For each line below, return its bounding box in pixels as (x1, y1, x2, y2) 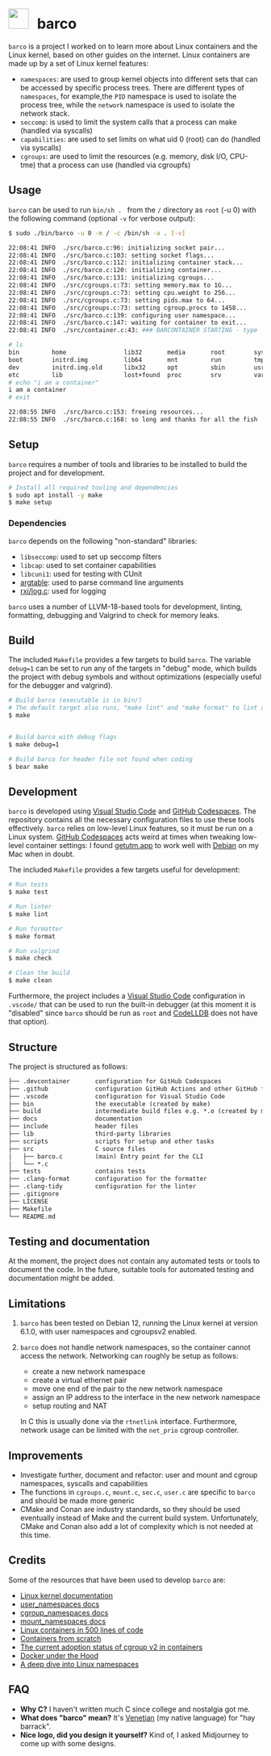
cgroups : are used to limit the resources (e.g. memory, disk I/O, (19, 151, 228, 161)
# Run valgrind (8, 947, 60, 955)
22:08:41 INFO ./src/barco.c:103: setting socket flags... (8, 251, 215, 259)
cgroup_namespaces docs (19, 1607, 109, 1617)
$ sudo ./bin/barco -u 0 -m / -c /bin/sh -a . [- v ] (8, 229, 186, 237)
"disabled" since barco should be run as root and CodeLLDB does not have (8, 1008, 258, 1018)
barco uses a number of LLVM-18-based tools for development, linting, (8, 602, 244, 611)
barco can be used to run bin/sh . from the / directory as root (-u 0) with (8, 204, 256, 214)
